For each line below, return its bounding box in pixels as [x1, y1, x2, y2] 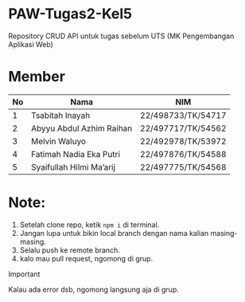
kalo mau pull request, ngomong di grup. [19, 253, 154, 263]
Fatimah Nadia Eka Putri [31, 148, 121, 159]
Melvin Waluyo [31, 135, 86, 147]
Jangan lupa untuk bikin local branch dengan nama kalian [19, 228, 209, 237]
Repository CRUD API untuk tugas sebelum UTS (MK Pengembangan [8, 31, 235, 41]
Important [8, 269, 41, 279]
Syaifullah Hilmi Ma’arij [31, 161, 116, 172]
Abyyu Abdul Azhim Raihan [31, 123, 133, 134]
